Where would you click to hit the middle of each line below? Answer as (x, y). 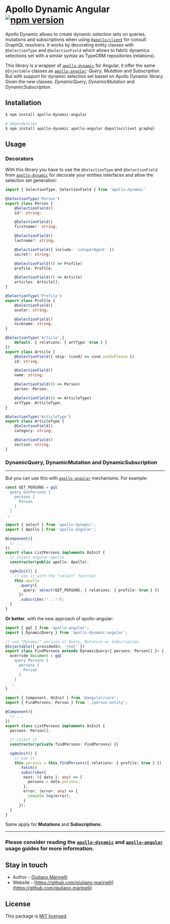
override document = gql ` (37, 656)
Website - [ (24, 882)
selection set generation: (31, 180)
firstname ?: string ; (36, 227)
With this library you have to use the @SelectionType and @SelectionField (81, 170)
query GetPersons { (30, 492)
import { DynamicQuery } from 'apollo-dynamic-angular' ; (67, 632)
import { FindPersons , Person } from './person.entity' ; (67, 703)
